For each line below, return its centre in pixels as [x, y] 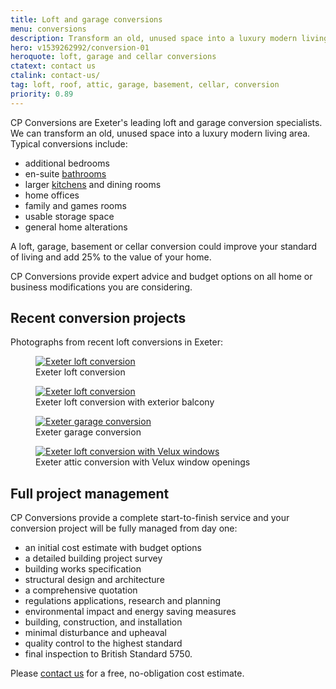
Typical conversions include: [69, 143]
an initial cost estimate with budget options [113, 548]
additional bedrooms [67, 163]
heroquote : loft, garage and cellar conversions [113, 57]
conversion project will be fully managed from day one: [124, 528]
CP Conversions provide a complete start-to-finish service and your [150, 518]
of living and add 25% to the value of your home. [111, 257]
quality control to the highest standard [103, 643]
